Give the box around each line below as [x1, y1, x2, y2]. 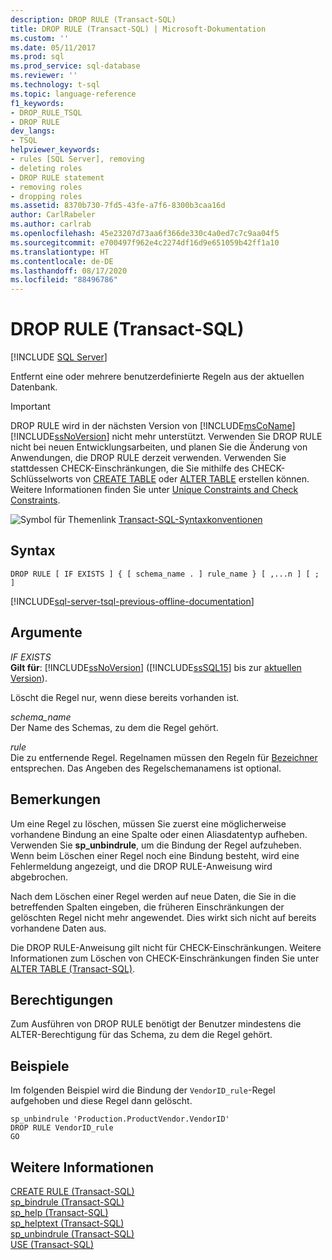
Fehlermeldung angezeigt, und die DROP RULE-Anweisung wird [10, 860, 273, 872]
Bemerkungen [10, 791, 102, 808]
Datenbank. [10, 381, 58, 393]
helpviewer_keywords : [10, 145, 101, 155]
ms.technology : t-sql [10, 80, 101, 90]
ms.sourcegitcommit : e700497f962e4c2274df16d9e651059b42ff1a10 [10, 237, 280, 248]
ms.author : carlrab [10, 219, 92, 230]
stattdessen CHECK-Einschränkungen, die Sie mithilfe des [10, 462, 250, 475]
